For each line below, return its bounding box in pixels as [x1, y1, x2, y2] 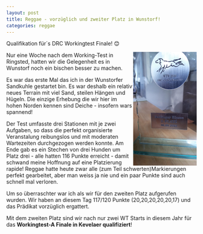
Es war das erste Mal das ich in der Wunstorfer [6, 76, 123, 84]
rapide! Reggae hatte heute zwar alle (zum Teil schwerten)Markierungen [6, 165, 187, 173]
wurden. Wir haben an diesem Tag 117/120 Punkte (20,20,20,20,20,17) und [6, 196, 191, 204]
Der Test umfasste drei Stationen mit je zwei [6, 120, 116, 127]
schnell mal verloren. [6, 178, 59, 186]
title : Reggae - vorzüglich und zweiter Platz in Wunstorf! [6, 16, 161, 22]
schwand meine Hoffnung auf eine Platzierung [6, 159, 122, 166]
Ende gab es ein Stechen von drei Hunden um [6, 146, 121, 153]
